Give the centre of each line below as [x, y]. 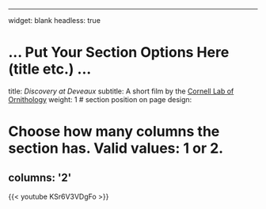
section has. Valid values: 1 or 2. [116, 148]
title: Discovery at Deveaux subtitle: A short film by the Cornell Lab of [121, 91]
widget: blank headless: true [55, 20]
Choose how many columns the [114, 132]
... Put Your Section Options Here [119, 53]
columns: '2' [40, 178]
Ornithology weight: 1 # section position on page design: [100, 99]
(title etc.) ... [50, 69]
